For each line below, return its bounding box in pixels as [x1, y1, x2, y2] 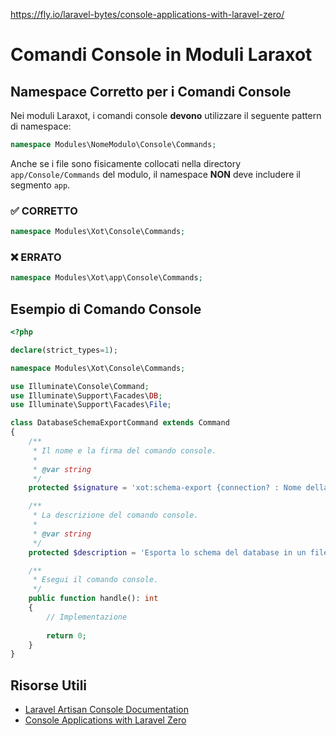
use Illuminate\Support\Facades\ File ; [10, 400, 172, 410]
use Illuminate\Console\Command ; [10, 381, 150, 391]
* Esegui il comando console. [32, 575, 159, 585]
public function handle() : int [28, 594, 159, 604]
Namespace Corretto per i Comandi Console [10, 83, 292, 100]
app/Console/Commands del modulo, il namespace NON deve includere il [10, 168, 302, 180]
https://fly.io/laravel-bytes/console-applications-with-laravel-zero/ [10, 9, 285, 20]
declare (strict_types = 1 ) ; [10, 345, 118, 355]
